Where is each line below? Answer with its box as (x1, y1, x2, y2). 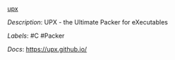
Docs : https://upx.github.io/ (7, 45, 87, 53)
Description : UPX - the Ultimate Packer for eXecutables (7, 18, 168, 26)
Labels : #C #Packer (7, 31, 65, 40)
